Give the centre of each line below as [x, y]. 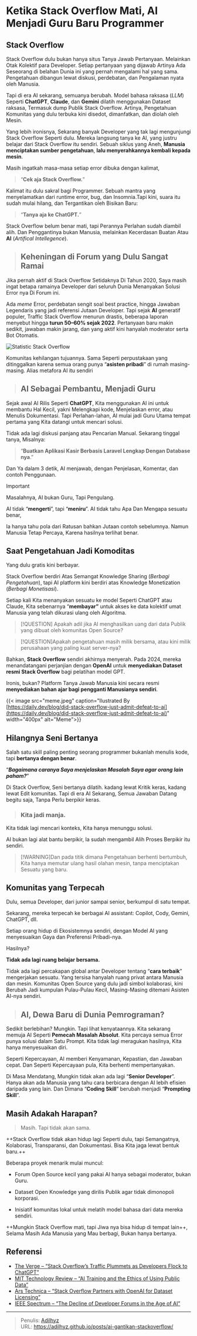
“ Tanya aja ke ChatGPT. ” [51, 215]
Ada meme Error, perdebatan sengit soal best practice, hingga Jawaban [93, 304]
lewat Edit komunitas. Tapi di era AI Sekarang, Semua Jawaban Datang [91, 794]
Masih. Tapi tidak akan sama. [55, 1128]
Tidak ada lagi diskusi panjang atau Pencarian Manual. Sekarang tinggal [93, 433]
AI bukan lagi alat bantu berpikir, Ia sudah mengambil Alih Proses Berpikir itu [98, 839]
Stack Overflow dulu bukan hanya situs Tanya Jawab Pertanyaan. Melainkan [98, 59]
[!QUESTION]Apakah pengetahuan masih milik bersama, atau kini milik [106, 642]
